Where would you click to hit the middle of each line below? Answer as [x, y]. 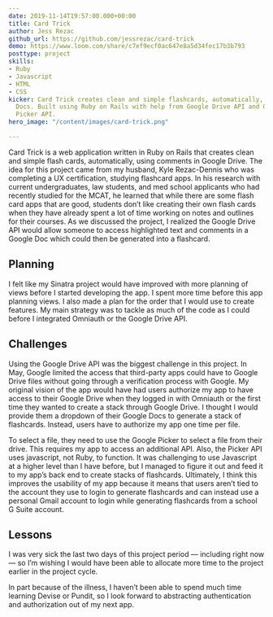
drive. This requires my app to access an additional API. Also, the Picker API [135, 449]
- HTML [19, 84]
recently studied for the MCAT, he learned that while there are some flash [131, 195]
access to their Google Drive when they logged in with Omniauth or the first [135, 398]
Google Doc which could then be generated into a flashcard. [109, 238]
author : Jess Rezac [41, 31]
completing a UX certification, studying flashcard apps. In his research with [134, 178]
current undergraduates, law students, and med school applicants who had [134, 186]
